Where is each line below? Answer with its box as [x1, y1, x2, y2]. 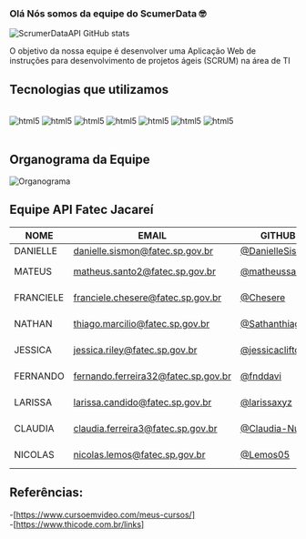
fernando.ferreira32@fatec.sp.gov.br [73, 370, 232, 382]
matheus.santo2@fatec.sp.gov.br [73, 265, 217, 278]
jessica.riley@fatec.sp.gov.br [73, 343, 198, 356]
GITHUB [260, 229, 296, 241]
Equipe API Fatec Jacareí [9, 202, 154, 218]
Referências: [9, 485, 84, 501]
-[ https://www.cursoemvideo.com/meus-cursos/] [9, 509, 196, 520]
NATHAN [14, 317, 53, 330]
